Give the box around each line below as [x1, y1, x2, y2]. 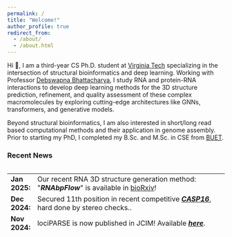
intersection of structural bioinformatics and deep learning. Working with [7, 68, 214, 77]
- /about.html [13, 42, 54, 49]
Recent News [7, 150, 53, 160]
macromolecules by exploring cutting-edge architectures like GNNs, [7, 98, 201, 106]
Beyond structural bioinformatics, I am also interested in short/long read [7, 119, 212, 126]
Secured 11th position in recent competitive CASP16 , [37, 194, 212, 204]
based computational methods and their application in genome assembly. [7, 126, 216, 134]
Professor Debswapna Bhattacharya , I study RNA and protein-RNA [7, 76, 197, 84]
